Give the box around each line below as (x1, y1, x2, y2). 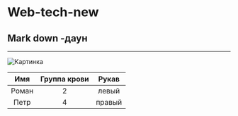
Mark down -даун (7, 32, 88, 44)
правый (95, 98, 123, 107)
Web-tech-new (7, 4, 99, 20)
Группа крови (40, 75, 89, 84)
